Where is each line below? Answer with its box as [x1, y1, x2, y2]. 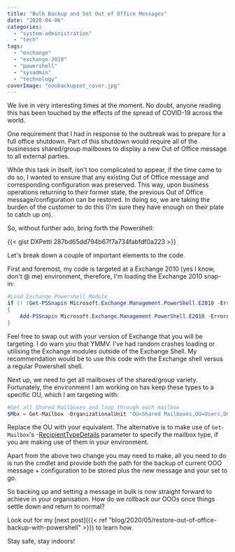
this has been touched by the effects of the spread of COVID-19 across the [7, 109, 223, 117]
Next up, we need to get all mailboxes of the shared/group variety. [7, 375, 198, 384]
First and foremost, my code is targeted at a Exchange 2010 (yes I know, [7, 264, 215, 274]
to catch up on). [7, 210, 54, 219]
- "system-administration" [13, 29, 92, 37]
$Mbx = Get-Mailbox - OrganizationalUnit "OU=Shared [7, 410, 161, 417]
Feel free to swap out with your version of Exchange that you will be [7, 332, 203, 340]
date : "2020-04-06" [7, 17, 64, 24]
